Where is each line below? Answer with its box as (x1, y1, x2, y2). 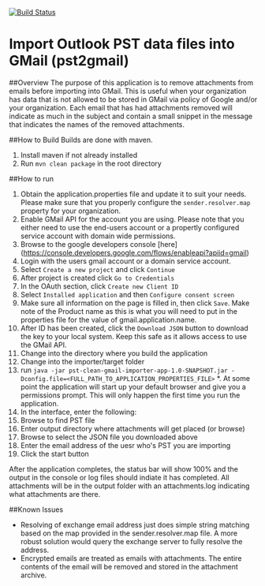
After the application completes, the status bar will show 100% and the (9, 464, 239, 473)
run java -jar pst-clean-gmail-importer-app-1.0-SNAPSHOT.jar (20, 365, 228, 375)
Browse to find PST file (20, 415, 95, 425)
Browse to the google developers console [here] (20, 239, 178, 248)
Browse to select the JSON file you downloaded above (20, 432, 198, 442)
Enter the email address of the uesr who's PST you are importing (20, 440, 231, 450)
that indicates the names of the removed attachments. (9, 119, 185, 129)
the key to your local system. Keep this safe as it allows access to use (20, 331, 248, 341)
